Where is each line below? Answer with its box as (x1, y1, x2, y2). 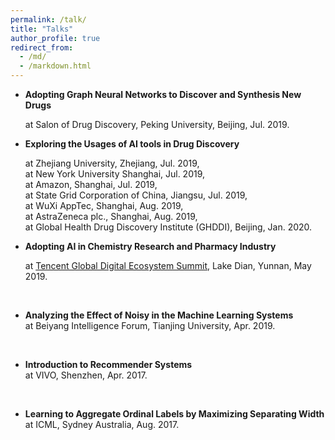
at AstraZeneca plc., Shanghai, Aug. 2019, (24, 211, 198, 222)
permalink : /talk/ (10, 14, 87, 25)
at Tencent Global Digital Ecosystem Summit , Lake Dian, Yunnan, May (24, 260, 312, 271)
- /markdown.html (19, 61, 92, 71)
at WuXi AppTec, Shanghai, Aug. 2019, (24, 200, 184, 211)
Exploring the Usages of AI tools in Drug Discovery (24, 138, 240, 150)
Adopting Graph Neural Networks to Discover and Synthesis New (24, 89, 302, 100)
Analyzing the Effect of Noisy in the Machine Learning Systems (24, 309, 294, 321)
